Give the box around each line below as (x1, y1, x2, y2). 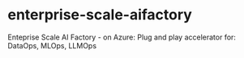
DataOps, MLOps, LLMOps (7, 40, 97, 50)
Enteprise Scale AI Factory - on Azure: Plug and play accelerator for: (7, 32, 237, 42)
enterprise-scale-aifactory (7, 6, 192, 24)
